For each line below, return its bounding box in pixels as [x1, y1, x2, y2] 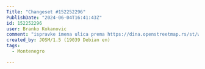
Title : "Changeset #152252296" [6, 8, 86, 15]
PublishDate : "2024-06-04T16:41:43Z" [6, 15, 103, 21]
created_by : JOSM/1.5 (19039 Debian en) [6, 37, 111, 43]
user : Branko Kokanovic [6, 25, 67, 32]
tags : [6, 43, 20, 49]
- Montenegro [12, 48, 45, 54]
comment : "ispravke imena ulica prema [6, 31, 105, 38]
